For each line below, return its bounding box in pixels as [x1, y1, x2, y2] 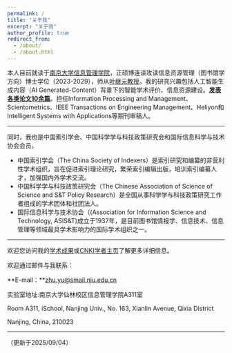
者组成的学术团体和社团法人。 [17, 199, 102, 207]
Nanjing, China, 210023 [7, 317, 74, 325]
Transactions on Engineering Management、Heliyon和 [70, 103, 224, 111]
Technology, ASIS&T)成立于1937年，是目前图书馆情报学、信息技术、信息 [17, 216, 224, 225]
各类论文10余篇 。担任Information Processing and [7, 94, 147, 102]
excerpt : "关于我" [7, 23, 57, 30]
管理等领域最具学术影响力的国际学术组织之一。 [17, 225, 151, 233]
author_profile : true [7, 29, 70, 37]
